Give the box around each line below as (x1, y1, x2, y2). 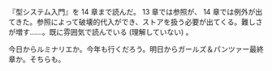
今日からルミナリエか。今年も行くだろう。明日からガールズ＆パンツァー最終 (8, 44, 264, 54)
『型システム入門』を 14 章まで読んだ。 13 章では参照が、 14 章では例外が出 (8, 7, 263, 16)
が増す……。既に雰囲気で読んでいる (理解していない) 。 (8, 27, 193, 36)
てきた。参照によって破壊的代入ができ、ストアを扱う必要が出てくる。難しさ (8, 17, 263, 27)
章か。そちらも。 (8, 55, 66, 64)
